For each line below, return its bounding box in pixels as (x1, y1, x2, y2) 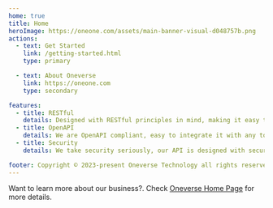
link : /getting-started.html (23, 49, 122, 57)
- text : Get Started (15, 42, 85, 50)
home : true (8, 11, 45, 20)
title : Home (8, 19, 49, 28)
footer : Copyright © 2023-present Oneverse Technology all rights (8, 161, 238, 169)
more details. (8, 192, 53, 202)
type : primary (23, 57, 71, 66)
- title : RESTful (15, 108, 75, 117)
